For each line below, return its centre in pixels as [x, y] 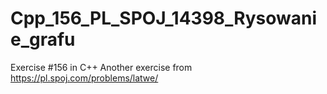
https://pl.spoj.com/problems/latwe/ [84, 78]
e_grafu [43, 39]
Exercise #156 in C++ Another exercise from [101, 67]
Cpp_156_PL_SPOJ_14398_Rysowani [164, 18]
